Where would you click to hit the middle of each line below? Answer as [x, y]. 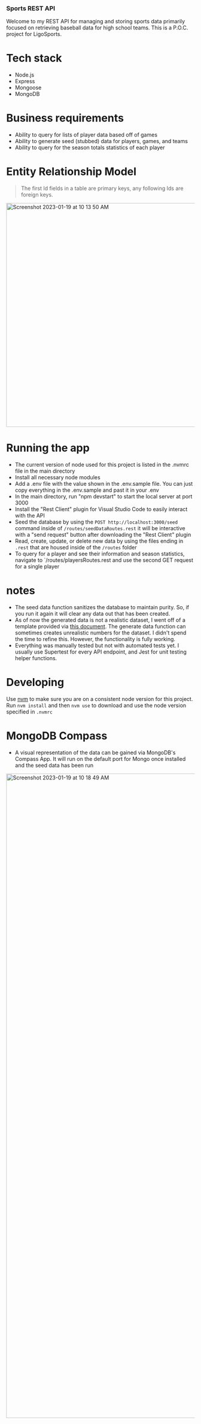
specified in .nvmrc [29, 712]
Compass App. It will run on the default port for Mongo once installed [100, 758]
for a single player [37, 567]
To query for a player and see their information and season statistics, [100, 554]
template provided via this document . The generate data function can [100, 626]
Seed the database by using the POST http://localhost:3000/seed [96, 522]
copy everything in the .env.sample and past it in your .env [87, 490]
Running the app [48, 448]
